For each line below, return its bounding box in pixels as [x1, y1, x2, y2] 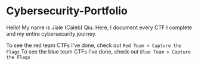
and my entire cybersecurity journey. [6, 30, 97, 37]
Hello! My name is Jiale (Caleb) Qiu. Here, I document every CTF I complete [6, 24, 193, 31]
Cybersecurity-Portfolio [6, 4, 128, 18]
